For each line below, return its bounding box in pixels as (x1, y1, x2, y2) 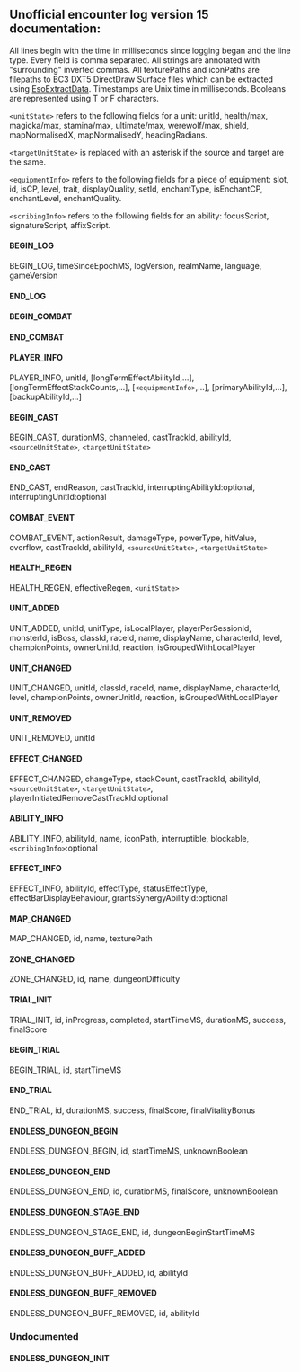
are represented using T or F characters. (9, 93, 160, 103)
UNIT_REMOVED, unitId (9, 733, 96, 744)
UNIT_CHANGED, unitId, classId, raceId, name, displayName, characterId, (9, 682, 281, 693)
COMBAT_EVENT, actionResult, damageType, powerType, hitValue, (9, 532, 258, 543)
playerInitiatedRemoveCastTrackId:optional (9, 792, 169, 803)
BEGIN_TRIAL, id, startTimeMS (9, 1065, 122, 1075)
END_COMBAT (9, 332, 65, 343)
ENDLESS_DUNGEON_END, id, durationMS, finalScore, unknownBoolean (9, 1186, 278, 1197)
